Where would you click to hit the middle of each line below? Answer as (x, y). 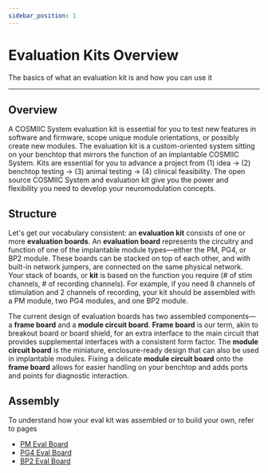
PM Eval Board (44, 444)
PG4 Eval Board (45, 453)
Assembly (34, 401)
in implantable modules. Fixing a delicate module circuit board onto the (126, 359)
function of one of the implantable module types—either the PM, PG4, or (128, 250)
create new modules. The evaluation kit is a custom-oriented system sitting (132, 146)
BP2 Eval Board (45, 461)
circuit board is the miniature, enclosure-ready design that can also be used (134, 350)
